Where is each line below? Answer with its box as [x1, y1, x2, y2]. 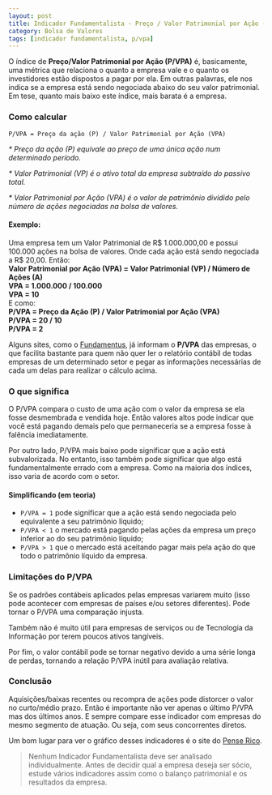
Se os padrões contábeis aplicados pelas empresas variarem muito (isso [8, 589, 251, 600]
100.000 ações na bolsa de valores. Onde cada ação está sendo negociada [8, 246, 260, 256]
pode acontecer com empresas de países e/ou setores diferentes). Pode [8, 598, 251, 608]
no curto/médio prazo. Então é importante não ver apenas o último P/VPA [8, 703, 253, 712]
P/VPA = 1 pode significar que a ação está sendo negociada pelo [19, 508, 236, 518]
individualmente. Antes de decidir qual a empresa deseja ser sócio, [28, 759, 253, 770]
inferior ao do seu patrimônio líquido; [19, 534, 144, 544]
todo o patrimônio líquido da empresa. [19, 551, 148, 561]
